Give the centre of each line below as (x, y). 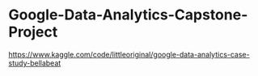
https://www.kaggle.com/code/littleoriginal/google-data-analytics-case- (129, 54)
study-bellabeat (35, 63)
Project (33, 32)
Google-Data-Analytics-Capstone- (128, 15)
